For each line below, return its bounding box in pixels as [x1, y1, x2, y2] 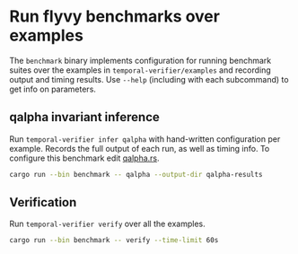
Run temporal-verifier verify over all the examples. [9, 218, 206, 230]
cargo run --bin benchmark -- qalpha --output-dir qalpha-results [9, 170, 263, 179]
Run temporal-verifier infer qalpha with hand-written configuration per [9, 133, 281, 145]
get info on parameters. [9, 83, 97, 94]
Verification [9, 195, 77, 210]
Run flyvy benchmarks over [9, 6, 220, 27]
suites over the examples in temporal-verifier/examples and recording [9, 65, 271, 75]
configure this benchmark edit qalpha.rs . [9, 153, 160, 163]
